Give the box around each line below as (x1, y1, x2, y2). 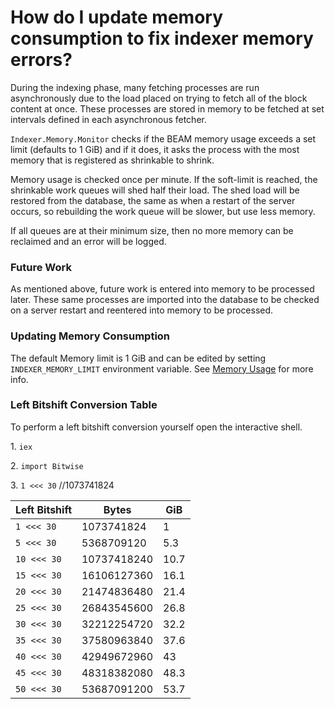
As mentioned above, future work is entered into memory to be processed (10, 283, 315, 295)
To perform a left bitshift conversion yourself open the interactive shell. (10, 421, 303, 433)
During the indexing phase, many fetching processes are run (10, 81, 260, 93)
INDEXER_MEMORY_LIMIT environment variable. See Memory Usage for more (10, 362, 314, 375)
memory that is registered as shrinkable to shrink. (10, 154, 215, 166)
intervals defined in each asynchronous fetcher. (10, 113, 207, 125)
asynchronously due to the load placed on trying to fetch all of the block (10, 92, 308, 104)
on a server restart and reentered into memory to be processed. (10, 304, 274, 316)
